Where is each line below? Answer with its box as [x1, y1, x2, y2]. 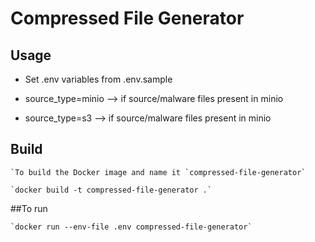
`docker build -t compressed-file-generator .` [10, 185, 213, 195]
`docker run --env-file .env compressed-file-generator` [10, 222, 253, 232]
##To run [10, 202, 48, 214]
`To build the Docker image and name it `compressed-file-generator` [10, 167, 307, 177]
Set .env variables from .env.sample [24, 73, 173, 85]
